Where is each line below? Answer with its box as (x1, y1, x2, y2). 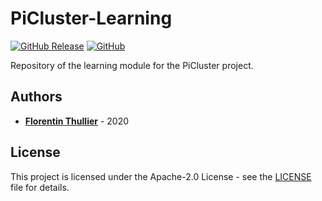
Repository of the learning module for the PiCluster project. (10, 59, 254, 71)
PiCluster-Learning (10, 7, 173, 30)
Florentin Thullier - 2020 (24, 115, 130, 127)
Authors (10, 88, 63, 106)
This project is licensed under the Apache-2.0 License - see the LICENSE (10, 170, 312, 182)
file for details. (10, 181, 70, 193)
